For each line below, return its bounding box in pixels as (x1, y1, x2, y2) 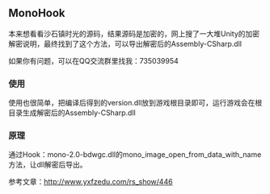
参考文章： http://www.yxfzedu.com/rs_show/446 (8, 177, 173, 187)
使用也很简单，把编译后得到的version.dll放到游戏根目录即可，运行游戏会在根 (8, 98, 263, 108)
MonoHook (8, 6, 66, 20)
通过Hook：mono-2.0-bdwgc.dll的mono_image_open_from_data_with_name (8, 150, 262, 159)
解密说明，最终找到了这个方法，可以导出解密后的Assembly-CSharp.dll (8, 39, 243, 48)
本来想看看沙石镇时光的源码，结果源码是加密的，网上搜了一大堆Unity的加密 (8, 28, 260, 39)
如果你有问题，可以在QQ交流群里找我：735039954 (8, 56, 179, 65)
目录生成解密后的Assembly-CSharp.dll (8, 108, 136, 118)
